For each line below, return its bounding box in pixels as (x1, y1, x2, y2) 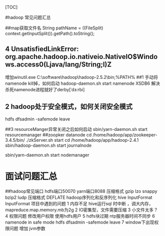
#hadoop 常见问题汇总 (5, 14, 51, 20)
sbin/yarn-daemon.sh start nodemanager (5, 152, 90, 158)
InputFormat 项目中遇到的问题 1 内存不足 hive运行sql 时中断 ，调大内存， (5, 200, 154, 206)
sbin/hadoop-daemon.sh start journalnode (5, 142, 92, 148)
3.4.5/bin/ (5, 137, 25, 143)
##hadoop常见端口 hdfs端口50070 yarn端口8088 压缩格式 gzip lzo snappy (5, 188, 158, 194)
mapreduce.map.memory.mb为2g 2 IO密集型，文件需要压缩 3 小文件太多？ (5, 207, 158, 213)
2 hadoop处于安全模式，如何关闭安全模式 (5, 103, 133, 111)
